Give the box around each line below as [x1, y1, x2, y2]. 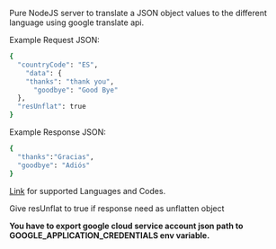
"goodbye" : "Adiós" [17, 161, 91, 170]
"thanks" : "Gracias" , [17, 152, 94, 161]
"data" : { [25, 68, 63, 77]
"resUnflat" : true [17, 102, 87, 111]
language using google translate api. [9, 17, 145, 28]
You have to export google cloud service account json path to [9, 220, 244, 231]
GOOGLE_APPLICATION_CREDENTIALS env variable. [9, 229, 210, 241]
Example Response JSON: [9, 127, 106, 138]
